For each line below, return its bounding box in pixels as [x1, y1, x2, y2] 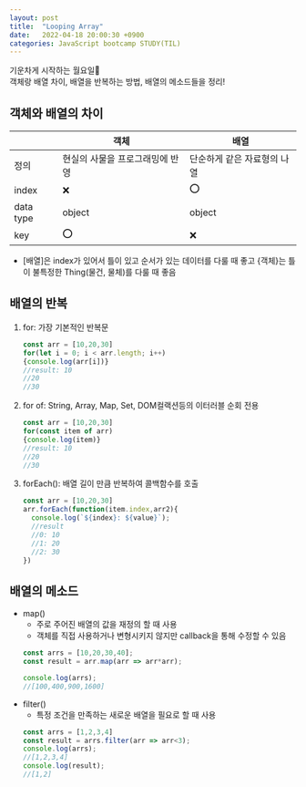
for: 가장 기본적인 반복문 [22, 321, 109, 333]
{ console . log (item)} [22, 435, 101, 444]
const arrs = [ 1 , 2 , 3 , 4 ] [22, 727, 114, 737]
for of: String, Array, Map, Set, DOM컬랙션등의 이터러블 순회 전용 [22, 400, 260, 411]
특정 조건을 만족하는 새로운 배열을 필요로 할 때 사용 [36, 709, 217, 720]
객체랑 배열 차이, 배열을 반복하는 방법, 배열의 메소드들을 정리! [9, 77, 226, 88]
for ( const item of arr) [22, 427, 114, 436]
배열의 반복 [9, 295, 68, 311]
